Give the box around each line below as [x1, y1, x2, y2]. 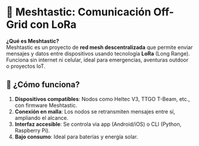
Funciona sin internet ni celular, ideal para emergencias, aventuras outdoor [6, 56, 189, 63]
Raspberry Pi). [14, 126, 50, 134]
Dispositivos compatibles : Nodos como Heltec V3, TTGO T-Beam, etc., [14, 95, 191, 102]
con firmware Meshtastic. [14, 102, 78, 109]
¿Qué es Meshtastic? [6, 37, 59, 44]
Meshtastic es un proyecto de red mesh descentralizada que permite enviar [6, 44, 193, 51]
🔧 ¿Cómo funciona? [6, 80, 80, 90]
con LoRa [30, 18, 77, 31]
